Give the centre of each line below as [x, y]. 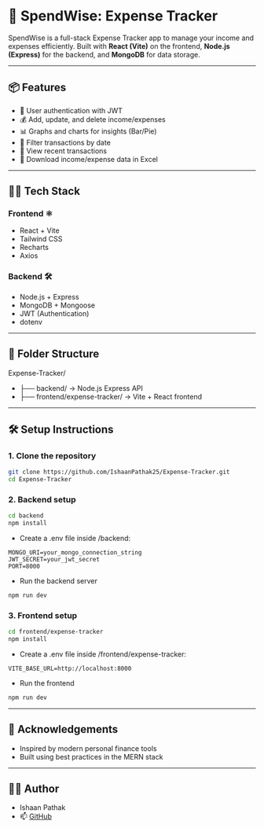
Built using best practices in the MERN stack [91, 756]
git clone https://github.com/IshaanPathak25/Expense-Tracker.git [119, 472]
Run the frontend [47, 683]
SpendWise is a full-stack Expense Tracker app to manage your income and [131, 38]
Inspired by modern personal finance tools [88, 748]
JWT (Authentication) [54, 313]
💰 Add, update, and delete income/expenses [93, 119]
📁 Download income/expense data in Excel [89, 159]
